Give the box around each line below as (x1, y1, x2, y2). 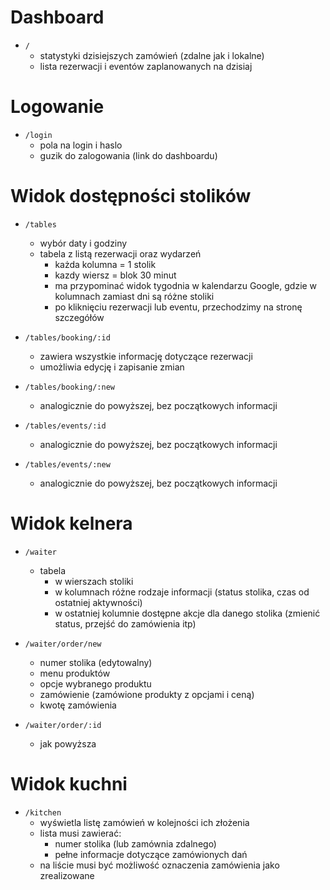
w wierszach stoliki (54, 575, 134, 587)
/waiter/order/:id (24, 720, 102, 730)
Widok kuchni (10, 772, 128, 795)
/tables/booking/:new (24, 382, 115, 392)
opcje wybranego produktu (39, 677, 152, 690)
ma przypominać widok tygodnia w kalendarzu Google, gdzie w (54, 279, 318, 291)
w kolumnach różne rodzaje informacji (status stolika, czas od (54, 586, 310, 598)
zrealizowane (39, 869, 95, 881)
